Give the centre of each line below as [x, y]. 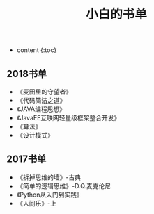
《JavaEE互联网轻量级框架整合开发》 [68, 118]
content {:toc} [37, 50]
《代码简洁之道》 [41, 100]
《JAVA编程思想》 [41, 109]
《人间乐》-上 [37, 203]
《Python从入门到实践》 [49, 195]
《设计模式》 [35, 135]
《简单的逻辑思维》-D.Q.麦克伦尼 [64, 186]
